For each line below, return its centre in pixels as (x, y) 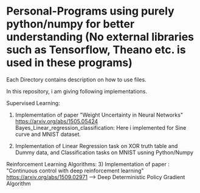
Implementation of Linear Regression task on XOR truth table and (96, 146)
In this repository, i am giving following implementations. (77, 91)
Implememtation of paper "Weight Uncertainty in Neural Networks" (99, 115)
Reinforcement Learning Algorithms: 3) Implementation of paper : (88, 164)
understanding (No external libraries (100, 37)
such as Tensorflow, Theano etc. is (96, 50)
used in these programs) (69, 63)
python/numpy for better (71, 24)
